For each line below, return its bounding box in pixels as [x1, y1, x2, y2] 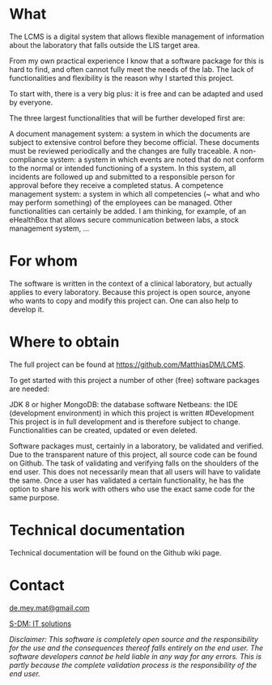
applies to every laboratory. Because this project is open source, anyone [9, 287, 251, 296]
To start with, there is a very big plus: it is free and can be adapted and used [9, 88, 264, 98]
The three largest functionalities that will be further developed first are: [9, 113, 245, 122]
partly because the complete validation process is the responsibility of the [9, 660, 257, 670]
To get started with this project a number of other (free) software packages [9, 375, 260, 385]
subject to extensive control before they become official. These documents [9, 137, 260, 147]
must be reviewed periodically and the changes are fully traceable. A [9, 146, 239, 155]
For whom [9, 252, 78, 270]
